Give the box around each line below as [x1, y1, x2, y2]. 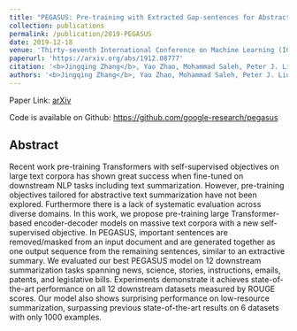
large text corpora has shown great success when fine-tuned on [9, 170, 244, 181]
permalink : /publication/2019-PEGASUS [9, 29, 152, 38]
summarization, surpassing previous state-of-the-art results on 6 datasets [9, 302, 280, 312]
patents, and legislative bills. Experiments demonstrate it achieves [9, 273, 249, 284]
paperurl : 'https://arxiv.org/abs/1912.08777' [9, 54, 184, 63]
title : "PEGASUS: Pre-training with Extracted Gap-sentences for [9, 12, 255, 22]
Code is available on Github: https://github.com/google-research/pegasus [9, 112, 278, 122]
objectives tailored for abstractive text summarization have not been [9, 189, 258, 200]
